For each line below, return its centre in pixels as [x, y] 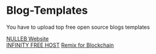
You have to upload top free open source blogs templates [78, 27]
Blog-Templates [47, 10]
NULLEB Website [28, 38]
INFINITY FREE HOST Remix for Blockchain [60, 45]
